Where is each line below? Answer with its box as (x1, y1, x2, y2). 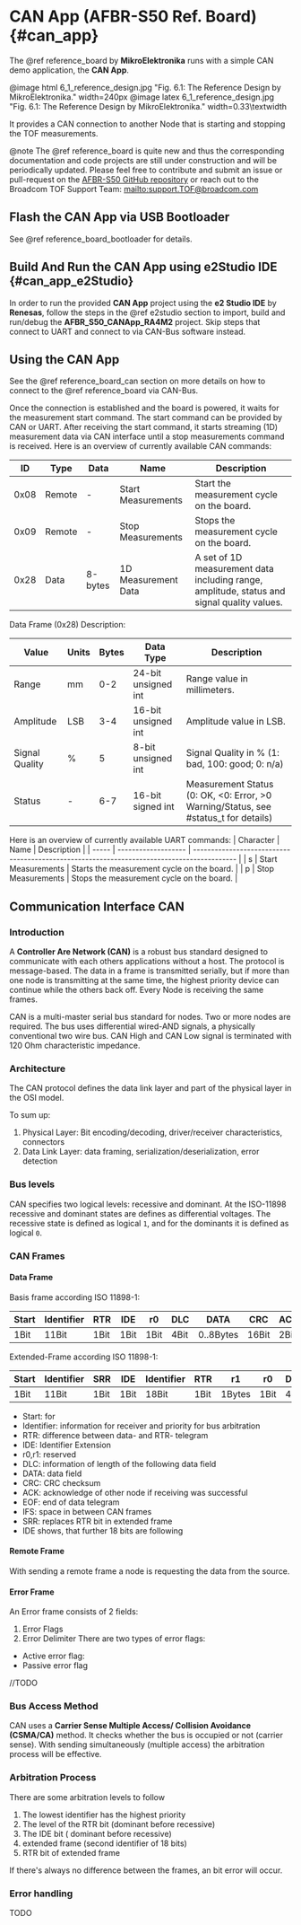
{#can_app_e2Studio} (9, 274, 134, 289)
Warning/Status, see (185, 801, 271, 813)
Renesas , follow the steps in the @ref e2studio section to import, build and (9, 307, 286, 318)
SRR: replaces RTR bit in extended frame (21, 1516, 173, 1526)
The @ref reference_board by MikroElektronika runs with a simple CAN (9, 55, 274, 66)
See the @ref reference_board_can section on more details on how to (9, 375, 266, 387)
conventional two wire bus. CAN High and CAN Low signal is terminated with (9, 1031, 292, 1042)
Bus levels (9, 1178, 56, 1191)
